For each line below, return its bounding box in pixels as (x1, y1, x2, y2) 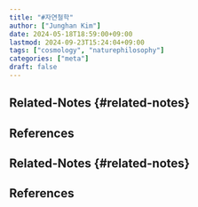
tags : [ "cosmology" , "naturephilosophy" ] (9, 46, 165, 55)
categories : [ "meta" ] (9, 54, 90, 63)
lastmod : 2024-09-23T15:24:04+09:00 (9, 37, 145, 47)
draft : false (9, 63, 58, 72)
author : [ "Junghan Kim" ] (9, 21, 101, 30)
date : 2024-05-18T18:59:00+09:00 (9, 29, 133, 38)
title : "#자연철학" (9, 12, 74, 22)
